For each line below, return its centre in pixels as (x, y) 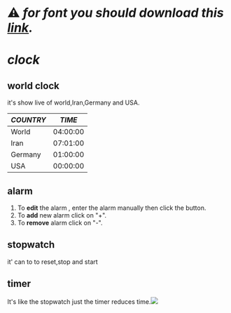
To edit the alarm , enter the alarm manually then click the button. (112, 208)
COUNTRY (29, 120)
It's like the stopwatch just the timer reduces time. (79, 301)
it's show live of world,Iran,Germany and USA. (73, 102)
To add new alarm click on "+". (62, 215)
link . (20, 28)
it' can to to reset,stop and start (52, 262)
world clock (33, 86)
